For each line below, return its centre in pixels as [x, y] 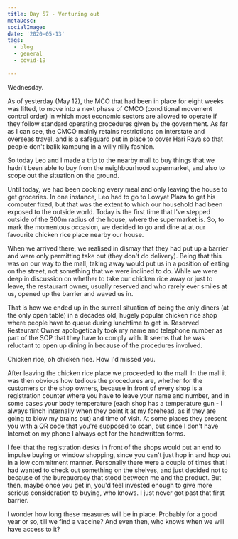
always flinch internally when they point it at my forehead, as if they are [112, 411]
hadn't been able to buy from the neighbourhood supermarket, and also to [116, 167]
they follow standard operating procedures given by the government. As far [118, 124]
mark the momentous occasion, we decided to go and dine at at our [107, 227]
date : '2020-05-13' [36, 34]
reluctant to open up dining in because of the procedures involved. [105, 345]
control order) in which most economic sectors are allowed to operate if [112, 116]
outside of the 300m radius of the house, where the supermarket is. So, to [116, 219]
